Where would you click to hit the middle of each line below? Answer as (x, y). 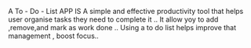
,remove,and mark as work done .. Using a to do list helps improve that (122, 27)
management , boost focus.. (54, 36)
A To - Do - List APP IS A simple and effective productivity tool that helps (126, 11)
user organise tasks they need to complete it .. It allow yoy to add (113, 19)
